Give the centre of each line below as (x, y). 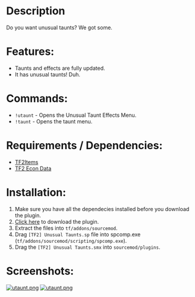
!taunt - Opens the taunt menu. (54, 121)
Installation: (36, 192)
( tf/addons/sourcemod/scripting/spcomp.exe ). (71, 240)
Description (36, 11)
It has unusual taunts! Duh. (47, 74)
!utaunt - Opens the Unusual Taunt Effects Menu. (76, 115)
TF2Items (26, 162)
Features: (30, 52)
